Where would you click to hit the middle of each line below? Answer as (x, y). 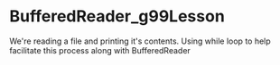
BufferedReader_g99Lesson (117, 16)
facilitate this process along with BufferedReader (100, 50)
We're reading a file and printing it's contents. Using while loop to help (140, 41)
